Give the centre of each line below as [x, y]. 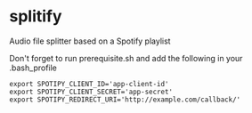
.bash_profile [33, 68]
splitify [36, 16]
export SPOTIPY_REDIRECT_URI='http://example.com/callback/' [125, 100]
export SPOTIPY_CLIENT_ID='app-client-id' [89, 84]
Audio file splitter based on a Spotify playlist [90, 41]
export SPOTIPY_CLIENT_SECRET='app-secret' [91, 92]
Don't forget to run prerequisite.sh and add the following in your [126, 58]
